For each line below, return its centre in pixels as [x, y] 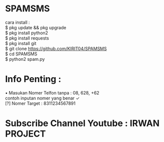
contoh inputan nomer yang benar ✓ [43, 98]
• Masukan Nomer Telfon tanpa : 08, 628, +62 [52, 93]
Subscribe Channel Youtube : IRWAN [82, 123]
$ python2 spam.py [25, 59]
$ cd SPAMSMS [21, 54]
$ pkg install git [21, 43]
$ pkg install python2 [27, 33]
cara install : [18, 22]
